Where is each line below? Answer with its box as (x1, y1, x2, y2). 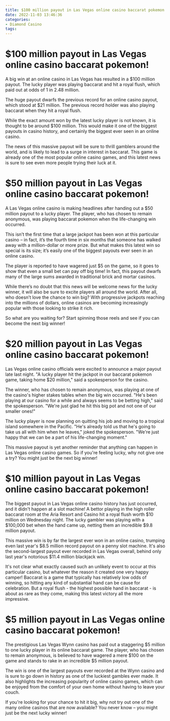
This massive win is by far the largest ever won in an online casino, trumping (5, 537, 165, 543)
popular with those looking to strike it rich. (5, 305, 93, 311)
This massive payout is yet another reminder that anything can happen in (5, 444, 158, 450)
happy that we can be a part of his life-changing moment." (5, 434, 127, 440)
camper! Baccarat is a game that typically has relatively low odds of (5, 574, 147, 580)
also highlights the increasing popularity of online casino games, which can (5, 678, 163, 684)
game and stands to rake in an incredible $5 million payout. (5, 657, 129, 663)
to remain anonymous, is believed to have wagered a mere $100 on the (5, 652, 154, 658)
